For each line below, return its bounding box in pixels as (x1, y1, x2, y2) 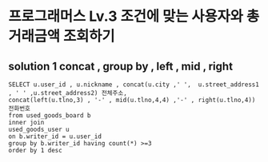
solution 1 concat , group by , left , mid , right (8, 59, 234, 73)
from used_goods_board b (8, 112, 91, 120)
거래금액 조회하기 (8, 27, 115, 45)
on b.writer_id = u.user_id (8, 132, 102, 140)
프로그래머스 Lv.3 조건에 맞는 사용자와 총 (8, 7, 260, 26)
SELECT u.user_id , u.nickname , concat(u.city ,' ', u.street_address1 (8, 81, 260, 89)
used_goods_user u (8, 125, 70, 133)
